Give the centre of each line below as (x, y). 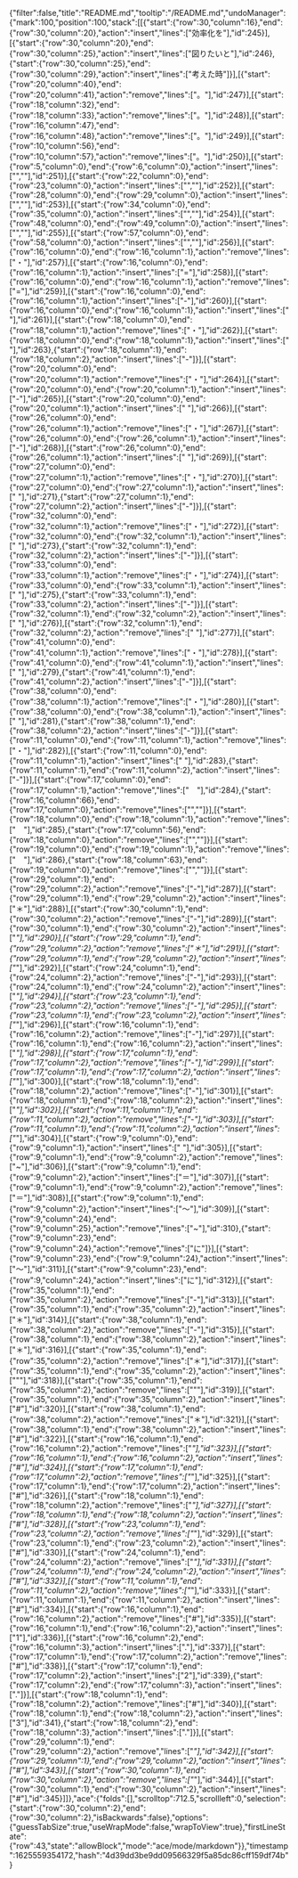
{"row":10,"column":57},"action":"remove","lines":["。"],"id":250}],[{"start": (146, 156)
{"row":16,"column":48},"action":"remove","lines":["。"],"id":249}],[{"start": (147, 136)
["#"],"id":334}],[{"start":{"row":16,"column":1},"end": (107, 1609)
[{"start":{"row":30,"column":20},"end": (81, 43)
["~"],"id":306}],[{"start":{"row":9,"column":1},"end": (105, 1167)
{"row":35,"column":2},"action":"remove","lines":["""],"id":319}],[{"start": (142, 1390)
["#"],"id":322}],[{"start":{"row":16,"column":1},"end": (107, 1439)
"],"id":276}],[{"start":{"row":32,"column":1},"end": (110, 623)
